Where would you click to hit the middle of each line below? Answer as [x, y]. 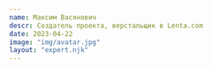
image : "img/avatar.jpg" [55, 42]
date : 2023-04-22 [41, 34]
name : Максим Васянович [53, 17]
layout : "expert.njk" [49, 50]
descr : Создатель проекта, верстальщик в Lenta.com [106, 26]
